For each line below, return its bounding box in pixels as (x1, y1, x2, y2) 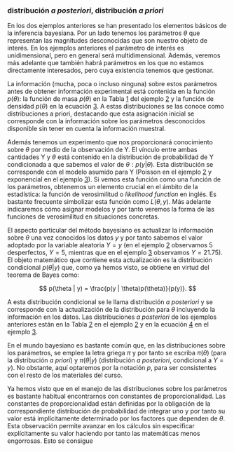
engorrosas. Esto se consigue (7, 437, 93, 445)
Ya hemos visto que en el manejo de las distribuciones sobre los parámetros (7, 385, 228, 393)
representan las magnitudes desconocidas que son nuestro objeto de (7, 36, 208, 45)
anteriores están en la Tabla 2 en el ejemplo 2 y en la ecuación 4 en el (7, 320, 209, 329)
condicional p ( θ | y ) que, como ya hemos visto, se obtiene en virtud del (7, 263, 209, 272)
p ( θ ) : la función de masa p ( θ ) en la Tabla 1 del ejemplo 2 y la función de (7, 95, 214, 103)
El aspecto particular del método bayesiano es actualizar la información (7, 226, 214, 235)
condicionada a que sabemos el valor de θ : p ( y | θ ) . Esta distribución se (7, 160, 214, 169)
